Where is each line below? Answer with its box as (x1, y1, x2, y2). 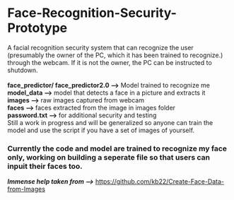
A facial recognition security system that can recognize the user (7, 43, 194, 52)
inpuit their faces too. (7, 161, 83, 171)
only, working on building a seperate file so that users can (7, 152, 211, 162)
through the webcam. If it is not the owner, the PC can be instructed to (7, 58, 212, 66)
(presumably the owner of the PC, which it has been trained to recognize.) (7, 51, 223, 59)
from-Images (7, 185, 46, 194)
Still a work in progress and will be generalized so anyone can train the (7, 118, 213, 127)
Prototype (7, 20, 68, 36)
